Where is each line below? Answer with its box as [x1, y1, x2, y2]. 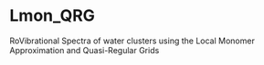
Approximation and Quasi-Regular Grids [9, 44, 160, 55]
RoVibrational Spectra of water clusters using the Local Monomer [9, 35, 256, 46]
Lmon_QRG [9, 5, 96, 26]
